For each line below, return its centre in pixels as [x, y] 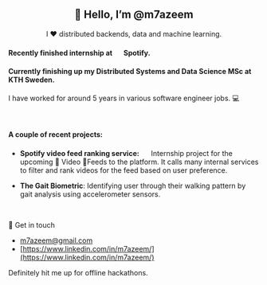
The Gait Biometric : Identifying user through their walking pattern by [133, 185]
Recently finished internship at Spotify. [79, 53]
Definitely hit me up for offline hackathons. [79, 272]
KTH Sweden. [31, 80]
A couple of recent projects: [56, 135]
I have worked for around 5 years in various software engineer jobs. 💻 [124, 98]
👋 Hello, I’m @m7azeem [134, 15]
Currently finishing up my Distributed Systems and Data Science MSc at [130, 71]
